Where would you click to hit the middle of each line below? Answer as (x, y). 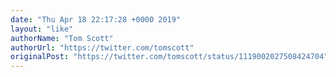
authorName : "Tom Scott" (62, 38)
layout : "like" (42, 29)
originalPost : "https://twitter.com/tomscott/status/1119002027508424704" (169, 57)
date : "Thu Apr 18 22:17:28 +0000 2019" (96, 19)
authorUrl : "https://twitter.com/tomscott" (102, 47)
